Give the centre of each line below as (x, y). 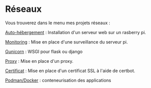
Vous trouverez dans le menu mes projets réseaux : (58, 23)
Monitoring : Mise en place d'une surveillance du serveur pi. (67, 42)
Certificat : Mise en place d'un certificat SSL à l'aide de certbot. (70, 71)
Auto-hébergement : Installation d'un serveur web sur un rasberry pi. (76, 32)
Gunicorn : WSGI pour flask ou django (44, 51)
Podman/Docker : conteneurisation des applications (58, 80)
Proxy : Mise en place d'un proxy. (39, 61)
